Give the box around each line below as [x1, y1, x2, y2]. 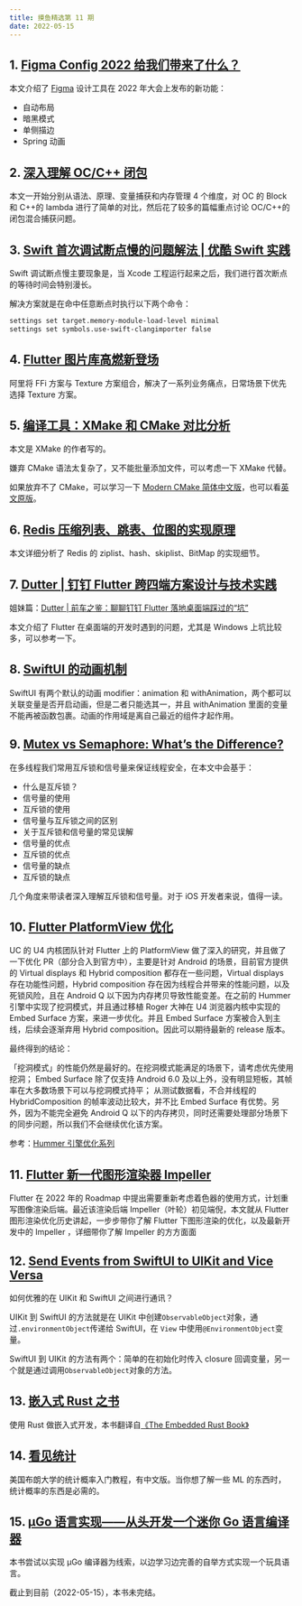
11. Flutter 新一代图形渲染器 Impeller [9, 1166, 212, 1183]
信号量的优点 [22, 837, 70, 849]
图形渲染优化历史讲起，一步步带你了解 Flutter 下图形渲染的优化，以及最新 [9, 1215, 283, 1226]
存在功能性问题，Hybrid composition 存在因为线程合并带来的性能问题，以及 [9, 979, 290, 989]
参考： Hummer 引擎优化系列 [9, 1138, 115, 1149]
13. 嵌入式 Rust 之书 [9, 1394, 120, 1409]
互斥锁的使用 [22, 803, 70, 814]
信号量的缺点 [22, 859, 70, 871]
